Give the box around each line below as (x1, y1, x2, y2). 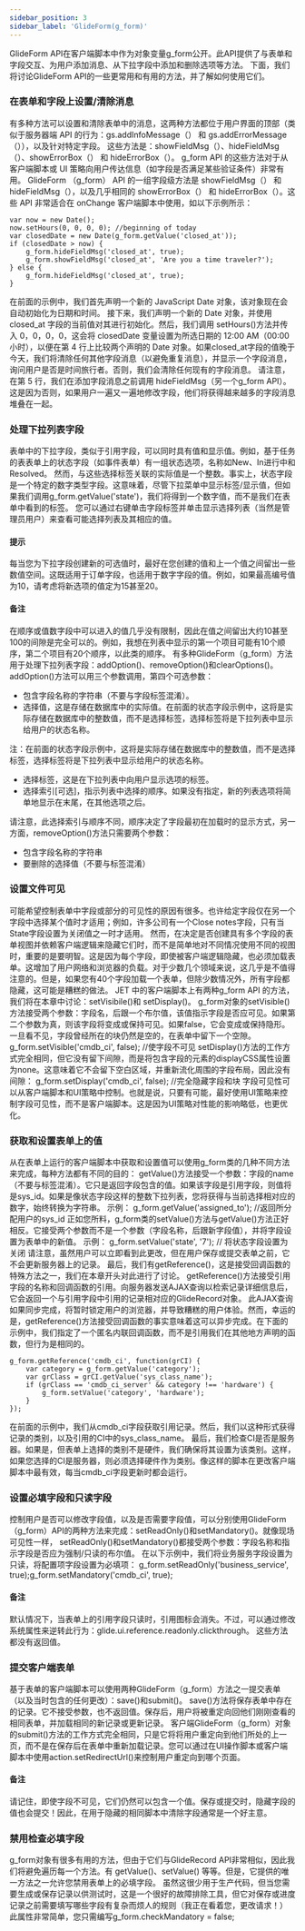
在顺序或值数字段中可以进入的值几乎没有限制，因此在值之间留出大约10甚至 (9, 625, 289, 636)
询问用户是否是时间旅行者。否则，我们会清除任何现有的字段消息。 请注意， (9, 364, 290, 375)
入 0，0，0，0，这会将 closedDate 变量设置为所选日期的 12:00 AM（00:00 (9, 330, 290, 341)
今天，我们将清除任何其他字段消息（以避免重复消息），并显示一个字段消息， (9, 352, 292, 363)
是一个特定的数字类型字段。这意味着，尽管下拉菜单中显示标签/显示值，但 (9, 480, 283, 490)
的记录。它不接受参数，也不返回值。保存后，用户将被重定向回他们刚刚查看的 (9, 1706, 296, 1717)
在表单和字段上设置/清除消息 (9, 95, 134, 108)
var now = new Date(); (9, 215, 95, 224)
